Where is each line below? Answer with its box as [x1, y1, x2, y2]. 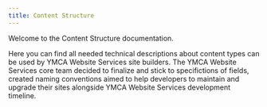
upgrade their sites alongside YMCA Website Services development [8, 82, 231, 92]
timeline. [8, 90, 37, 100]
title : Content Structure [8, 11, 94, 20]
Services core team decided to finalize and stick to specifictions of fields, [8, 65, 249, 75]
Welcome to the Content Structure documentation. [8, 33, 174, 43]
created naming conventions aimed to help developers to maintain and [8, 74, 240, 83]
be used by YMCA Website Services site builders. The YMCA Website [8, 57, 237, 67]
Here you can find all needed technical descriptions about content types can [8, 48, 260, 58]
